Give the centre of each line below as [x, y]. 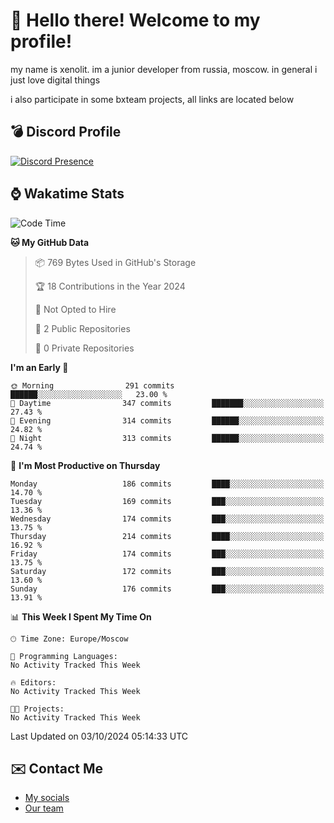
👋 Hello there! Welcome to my [135, 20]
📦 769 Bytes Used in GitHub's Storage [115, 262]
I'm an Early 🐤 [39, 367]
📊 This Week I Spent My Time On [81, 616]
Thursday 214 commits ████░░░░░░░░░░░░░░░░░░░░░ [167, 536]
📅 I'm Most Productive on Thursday [85, 465]
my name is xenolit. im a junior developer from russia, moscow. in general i [164, 69]
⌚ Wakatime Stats [67, 194]
